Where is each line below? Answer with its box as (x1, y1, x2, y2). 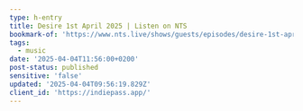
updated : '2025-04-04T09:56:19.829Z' (9, 80, 151, 89)
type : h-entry (9, 13, 63, 22)
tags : (9, 38, 30, 47)
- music (17, 47, 47, 55)
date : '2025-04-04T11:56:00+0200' (9, 55, 140, 64)
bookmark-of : (9, 30, 59, 38)
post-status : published (9, 64, 99, 73)
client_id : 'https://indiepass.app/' (9, 88, 151, 97)
